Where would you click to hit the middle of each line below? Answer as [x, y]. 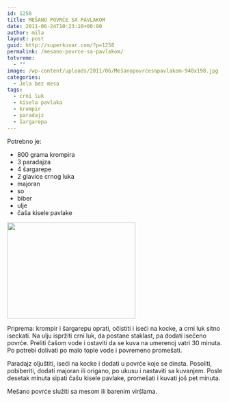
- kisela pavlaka [38, 103]
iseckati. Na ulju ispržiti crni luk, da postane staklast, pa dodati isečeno [107, 336]
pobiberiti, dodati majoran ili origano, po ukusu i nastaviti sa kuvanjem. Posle [115, 370]
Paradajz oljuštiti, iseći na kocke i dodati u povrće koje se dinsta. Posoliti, [109, 363]
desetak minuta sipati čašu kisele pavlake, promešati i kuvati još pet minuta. [114, 378]
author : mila [26, 33]
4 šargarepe [34, 169]
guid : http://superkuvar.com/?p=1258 [61, 45]
